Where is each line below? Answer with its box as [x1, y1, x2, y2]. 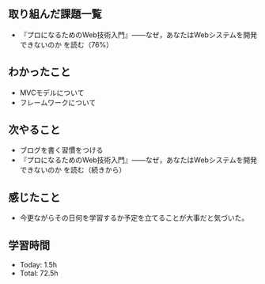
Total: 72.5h [19, 268, 59, 278]
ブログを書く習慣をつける [19, 146, 104, 155]
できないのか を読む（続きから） [19, 165, 127, 175]
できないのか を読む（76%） [19, 40, 113, 49]
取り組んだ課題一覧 [8, 7, 102, 21]
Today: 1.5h [19, 260, 58, 270]
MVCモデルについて [19, 88, 85, 97]
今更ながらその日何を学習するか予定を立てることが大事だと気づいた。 [19, 213, 249, 223]
